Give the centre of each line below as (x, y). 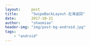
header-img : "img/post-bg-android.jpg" (45, 27)
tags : (10, 32)
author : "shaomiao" (29, 23)
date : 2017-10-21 (29, 18)
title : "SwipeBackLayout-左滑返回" (45, 14)
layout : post (23, 9)
